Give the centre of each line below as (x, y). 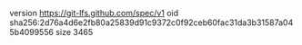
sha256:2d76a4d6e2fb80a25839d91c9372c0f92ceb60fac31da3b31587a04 (151, 22)
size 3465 (75, 32)
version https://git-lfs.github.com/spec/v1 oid (94, 13)
